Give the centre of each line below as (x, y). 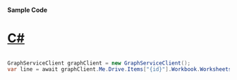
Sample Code (28, 10)
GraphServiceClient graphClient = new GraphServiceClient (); (99, 63)
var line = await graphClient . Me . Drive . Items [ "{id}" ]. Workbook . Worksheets (120, 69)
